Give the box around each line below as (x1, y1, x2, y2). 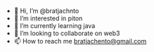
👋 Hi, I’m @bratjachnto (13, 7, 79, 15)
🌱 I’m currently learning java (13, 22, 96, 30)
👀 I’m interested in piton (13, 14, 83, 22)
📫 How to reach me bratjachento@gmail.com (13, 37, 147, 45)
